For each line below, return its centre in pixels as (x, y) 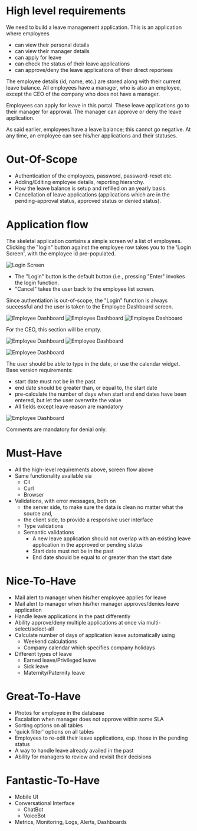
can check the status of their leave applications (72, 64)
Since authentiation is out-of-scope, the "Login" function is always (87, 300)
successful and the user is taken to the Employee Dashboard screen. (90, 306)
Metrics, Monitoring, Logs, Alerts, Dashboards (70, 822)
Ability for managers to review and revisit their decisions (83, 757)
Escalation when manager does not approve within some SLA (89, 719)
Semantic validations (49, 532)
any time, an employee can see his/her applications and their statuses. (92, 135)
